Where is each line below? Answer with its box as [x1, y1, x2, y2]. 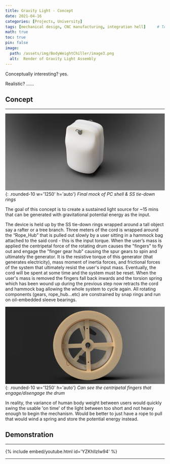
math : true [5, 29, 28, 35]
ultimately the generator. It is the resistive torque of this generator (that [5, 254, 153, 260]
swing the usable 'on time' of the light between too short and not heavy [5, 405, 154, 411]
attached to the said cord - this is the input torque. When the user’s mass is [5, 238, 162, 244]
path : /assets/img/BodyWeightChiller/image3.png [10, 51, 114, 56]
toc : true [5, 35, 26, 40]
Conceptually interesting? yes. [5, 71, 68, 77]
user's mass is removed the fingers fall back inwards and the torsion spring [5, 275, 162, 281]
